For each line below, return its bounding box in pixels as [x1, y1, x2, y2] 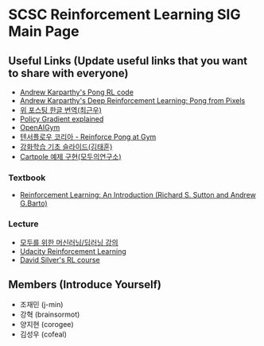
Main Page [8, 22, 80, 40]
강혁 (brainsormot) [19, 309, 80, 319]
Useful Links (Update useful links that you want [8, 54, 248, 67]
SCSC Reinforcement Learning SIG [8, 6, 241, 24]
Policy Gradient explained [19, 114, 104, 124]
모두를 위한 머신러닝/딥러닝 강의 [19, 237, 118, 247]
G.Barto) [19, 198, 48, 208]
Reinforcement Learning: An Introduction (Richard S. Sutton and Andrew [19, 190, 256, 200]
